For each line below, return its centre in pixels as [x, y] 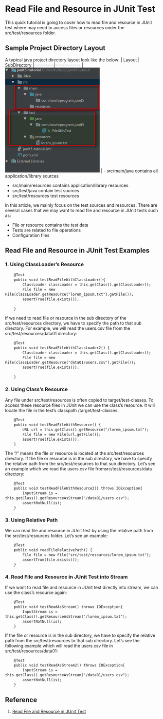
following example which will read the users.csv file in [59, 646]
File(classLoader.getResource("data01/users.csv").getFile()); [71, 363]
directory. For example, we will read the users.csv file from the [68, 328]
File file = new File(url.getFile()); [62, 434]
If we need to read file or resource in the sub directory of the [66, 318]
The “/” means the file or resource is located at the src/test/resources [75, 453]
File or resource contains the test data [50, 225]
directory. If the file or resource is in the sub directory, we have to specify [79, 458]
